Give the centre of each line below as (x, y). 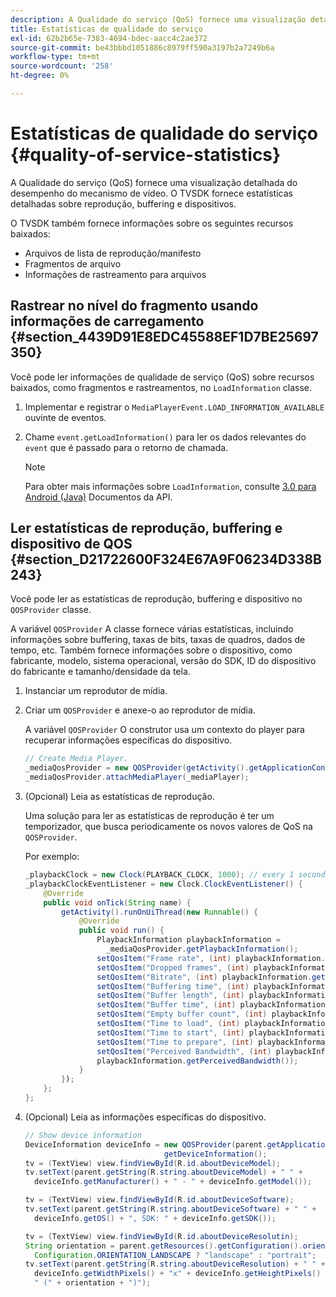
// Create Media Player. (76, 759)
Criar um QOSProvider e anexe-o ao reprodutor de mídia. (140, 710)
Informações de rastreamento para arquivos (115, 274)
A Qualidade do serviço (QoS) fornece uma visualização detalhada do (154, 182)
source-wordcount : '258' (62, 66)
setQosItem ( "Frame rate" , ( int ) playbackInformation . (211, 958)
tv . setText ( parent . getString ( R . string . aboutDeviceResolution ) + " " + (175, 1264)
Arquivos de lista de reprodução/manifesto (113, 253)
